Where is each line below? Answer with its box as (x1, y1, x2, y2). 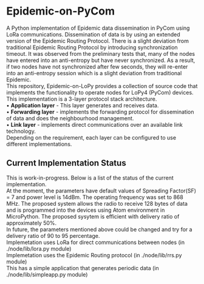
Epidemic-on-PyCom (6, 4, 115, 18)
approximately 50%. (6, 219, 57, 226)
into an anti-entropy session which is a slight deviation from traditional (6, 69, 182, 76)
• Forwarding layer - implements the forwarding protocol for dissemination (6, 108, 194, 115)
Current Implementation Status (6, 158, 126, 168)
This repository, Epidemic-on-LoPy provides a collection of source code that (6, 82, 198, 89)
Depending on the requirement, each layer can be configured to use (6, 134, 177, 141)
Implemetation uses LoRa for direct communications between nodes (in (6, 238, 185, 246)
